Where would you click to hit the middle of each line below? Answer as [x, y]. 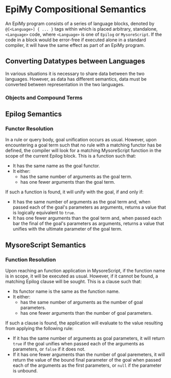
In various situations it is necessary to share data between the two [75, 73]
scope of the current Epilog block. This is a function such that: [71, 156]
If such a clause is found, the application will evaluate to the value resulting [84, 323]
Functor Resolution [29, 129]
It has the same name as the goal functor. [56, 166]
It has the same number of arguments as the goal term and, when [81, 202]
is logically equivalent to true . [44, 213]
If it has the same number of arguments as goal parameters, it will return [89, 338]
